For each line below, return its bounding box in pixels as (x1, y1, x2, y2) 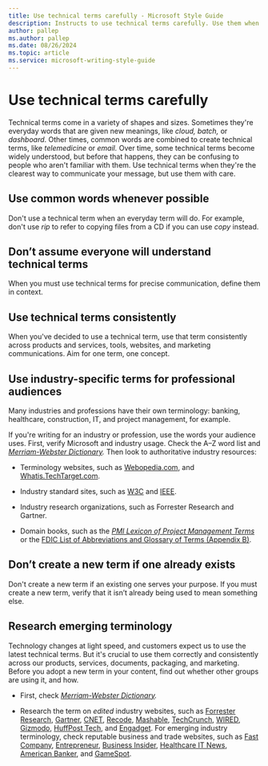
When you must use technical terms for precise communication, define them (8, 278, 261, 289)
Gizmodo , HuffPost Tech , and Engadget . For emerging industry (19, 723, 228, 732)
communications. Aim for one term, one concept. (8, 349, 170, 359)
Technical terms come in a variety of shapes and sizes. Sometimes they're (8, 117, 254, 127)
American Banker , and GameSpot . (19, 748, 132, 758)
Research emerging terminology (8, 619, 173, 634)
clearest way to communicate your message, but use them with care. (8, 168, 236, 178)
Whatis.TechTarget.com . (19, 471, 101, 481)
